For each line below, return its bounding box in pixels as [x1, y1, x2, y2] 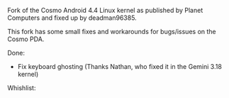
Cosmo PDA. [7, 35, 45, 43]
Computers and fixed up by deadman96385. [7, 13, 137, 22]
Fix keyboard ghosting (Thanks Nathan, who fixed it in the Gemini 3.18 [17, 62, 222, 70]
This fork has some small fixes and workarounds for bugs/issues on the [7, 28, 216, 36]
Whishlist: [7, 84, 36, 92]
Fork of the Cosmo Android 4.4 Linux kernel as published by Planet [7, 6, 203, 14]
